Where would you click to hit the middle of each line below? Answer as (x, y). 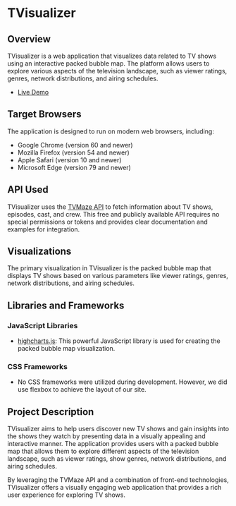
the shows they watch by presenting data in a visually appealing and (106, 436)
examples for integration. (44, 229)
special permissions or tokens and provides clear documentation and (107, 222)
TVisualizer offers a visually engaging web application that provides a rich (114, 488)
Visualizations (39, 252)
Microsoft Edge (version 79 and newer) (74, 167)
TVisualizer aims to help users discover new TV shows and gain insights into (118, 429)
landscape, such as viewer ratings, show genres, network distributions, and (117, 459)
